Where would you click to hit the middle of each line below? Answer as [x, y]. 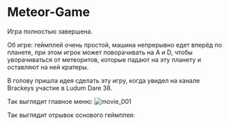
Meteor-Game [49, 12]
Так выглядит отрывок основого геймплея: [71, 115]
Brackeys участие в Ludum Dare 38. [60, 88]
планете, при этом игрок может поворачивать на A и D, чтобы [100, 52]
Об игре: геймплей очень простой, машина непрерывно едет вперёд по [115, 45]
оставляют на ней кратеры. [48, 67]
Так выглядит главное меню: [50, 101]
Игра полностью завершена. [50, 31]
